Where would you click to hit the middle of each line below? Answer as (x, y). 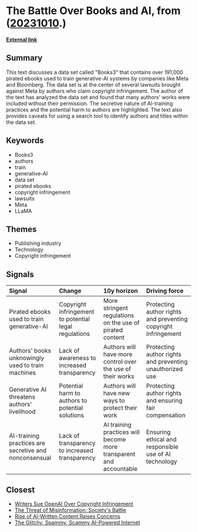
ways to (114, 400)
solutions (72, 415)
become (115, 440)
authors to (73, 400)
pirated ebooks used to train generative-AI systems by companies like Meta (97, 78)
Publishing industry (38, 243)
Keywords (25, 141)
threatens (22, 397)
